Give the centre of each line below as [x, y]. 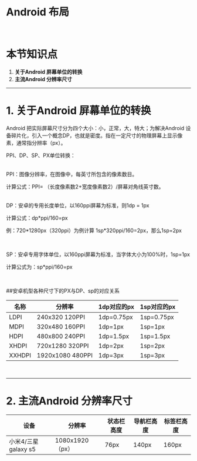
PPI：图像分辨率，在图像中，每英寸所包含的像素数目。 [72, 174]
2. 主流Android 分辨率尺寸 [69, 401]
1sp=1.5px [155, 336]
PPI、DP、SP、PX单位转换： [41, 155]
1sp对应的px [158, 307]
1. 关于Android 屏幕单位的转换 [79, 111]
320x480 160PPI [61, 326]
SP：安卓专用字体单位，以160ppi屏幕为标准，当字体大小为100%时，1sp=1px [98, 254]
